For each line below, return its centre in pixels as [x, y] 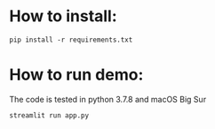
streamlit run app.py [49, 115]
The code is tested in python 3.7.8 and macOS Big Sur [108, 99]
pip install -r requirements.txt [71, 40]
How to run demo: [76, 75]
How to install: [63, 16]
